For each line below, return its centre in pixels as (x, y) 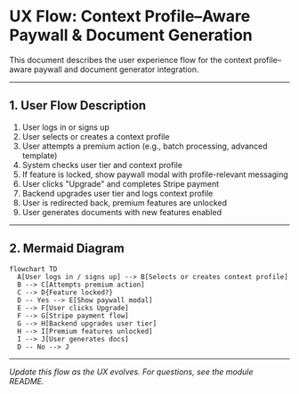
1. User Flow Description (78, 105)
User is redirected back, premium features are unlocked (125, 203)
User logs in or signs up (65, 127)
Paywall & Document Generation (131, 35)
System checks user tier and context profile (102, 165)
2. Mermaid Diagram (67, 249)
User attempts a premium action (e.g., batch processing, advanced (145, 146)
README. (27, 381)
